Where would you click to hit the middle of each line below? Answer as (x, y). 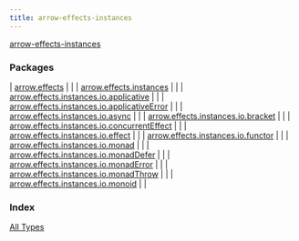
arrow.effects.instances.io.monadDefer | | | (90, 155)
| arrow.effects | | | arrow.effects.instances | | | (97, 86)
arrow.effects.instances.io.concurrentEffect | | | (98, 126)
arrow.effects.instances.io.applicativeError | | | (96, 106)
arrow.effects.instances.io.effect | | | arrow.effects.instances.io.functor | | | (149, 135)
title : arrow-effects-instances (71, 18)
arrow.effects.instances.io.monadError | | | (89, 164)
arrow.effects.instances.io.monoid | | (78, 184)
